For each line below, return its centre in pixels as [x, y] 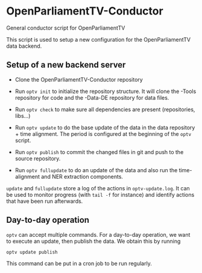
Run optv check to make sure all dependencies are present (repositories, [105, 109]
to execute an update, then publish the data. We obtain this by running [93, 241]
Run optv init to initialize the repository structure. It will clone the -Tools [106, 91]
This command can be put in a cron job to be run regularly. [79, 263]
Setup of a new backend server [66, 65]
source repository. [38, 158]
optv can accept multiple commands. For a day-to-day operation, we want [98, 234]
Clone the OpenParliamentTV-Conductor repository [79, 79]
